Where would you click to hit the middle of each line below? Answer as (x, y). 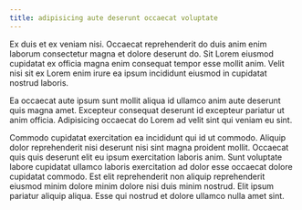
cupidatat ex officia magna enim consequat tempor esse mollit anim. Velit (147, 63)
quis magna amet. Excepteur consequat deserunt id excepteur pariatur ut (147, 110)
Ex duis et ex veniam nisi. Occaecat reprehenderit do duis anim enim (138, 44)
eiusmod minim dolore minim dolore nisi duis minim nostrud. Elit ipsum (142, 186)
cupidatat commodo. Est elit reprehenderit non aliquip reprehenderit (137, 176)
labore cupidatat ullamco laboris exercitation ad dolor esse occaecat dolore (151, 166)
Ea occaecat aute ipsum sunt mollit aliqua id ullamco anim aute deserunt (145, 100)
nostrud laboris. (39, 82)
